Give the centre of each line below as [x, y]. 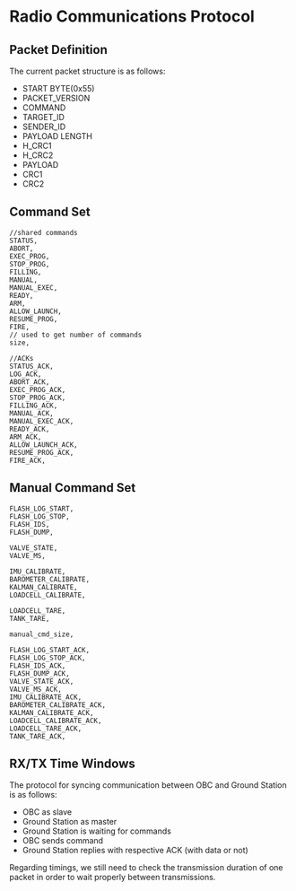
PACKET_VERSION [56, 98]
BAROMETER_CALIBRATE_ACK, [57, 705]
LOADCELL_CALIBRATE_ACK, [56, 721]
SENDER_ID [44, 127]
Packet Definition [58, 50]
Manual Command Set [73, 488]
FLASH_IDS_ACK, [38, 666]
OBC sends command [63, 841]
